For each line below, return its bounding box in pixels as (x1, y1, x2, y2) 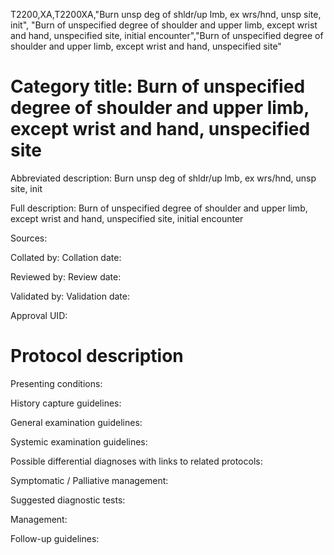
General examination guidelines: (10, 416, 143, 428)
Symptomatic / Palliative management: (10, 474, 169, 486)
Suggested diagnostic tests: (10, 494, 126, 506)
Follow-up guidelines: (10, 532, 100, 544)
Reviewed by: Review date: (10, 270, 122, 283)
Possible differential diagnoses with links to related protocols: (10, 455, 263, 467)
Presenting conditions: (10, 377, 103, 389)
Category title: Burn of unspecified (10, 75, 306, 98)
